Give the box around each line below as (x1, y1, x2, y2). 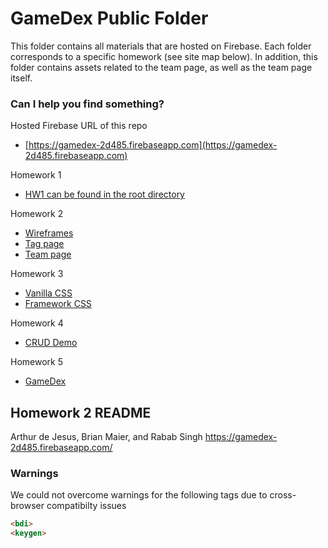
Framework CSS (24, 298, 92, 310)
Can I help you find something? (10, 97, 165, 111)
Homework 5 (10, 356, 63, 368)
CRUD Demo (24, 337, 78, 349)
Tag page (24, 238, 65, 250)
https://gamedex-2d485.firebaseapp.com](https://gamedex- (28, 139, 278, 151)
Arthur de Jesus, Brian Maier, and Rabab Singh (10, 431, 203, 443)
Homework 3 (10, 268, 64, 280)
